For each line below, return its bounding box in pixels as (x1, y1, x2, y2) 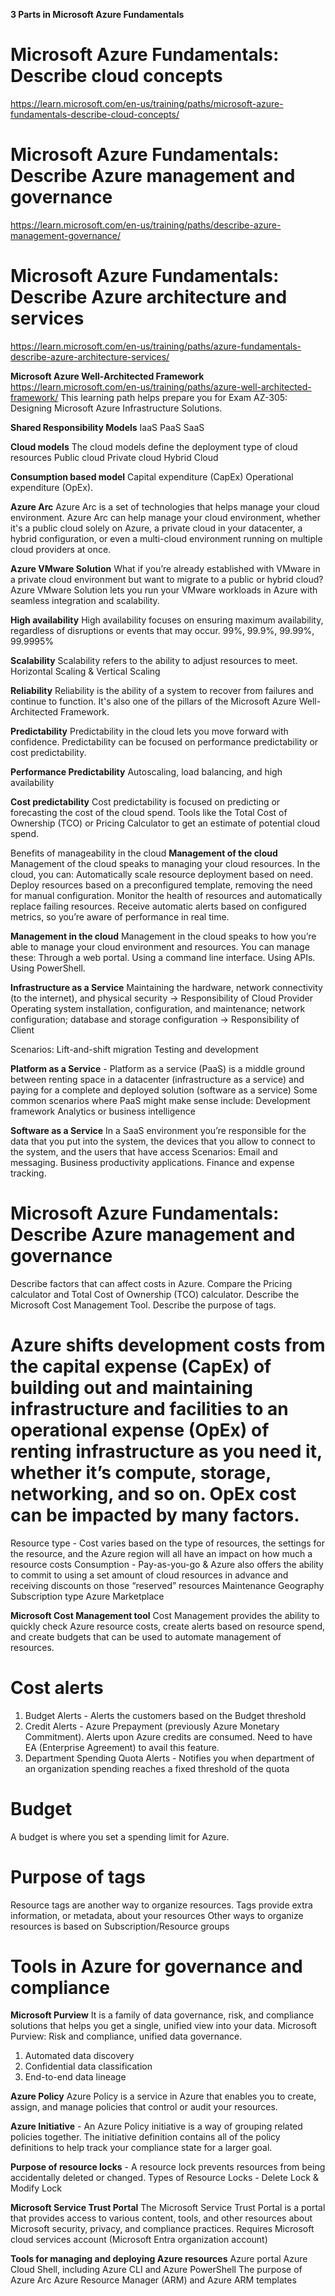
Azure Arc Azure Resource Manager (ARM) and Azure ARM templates (10, 2274, 297, 2286)
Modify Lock (10, 2182, 62, 2194)
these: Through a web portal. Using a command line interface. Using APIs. (10, 951, 316, 963)
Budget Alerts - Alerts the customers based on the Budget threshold (24, 1709, 307, 1721)
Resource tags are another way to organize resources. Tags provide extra (10, 1899, 313, 1911)
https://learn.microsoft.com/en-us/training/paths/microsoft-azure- (10, 97, 284, 109)
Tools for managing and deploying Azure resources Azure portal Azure (10, 2253, 308, 2265)
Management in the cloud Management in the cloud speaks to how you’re (10, 930, 317, 942)
